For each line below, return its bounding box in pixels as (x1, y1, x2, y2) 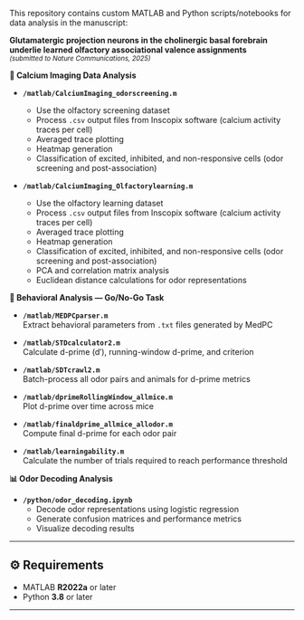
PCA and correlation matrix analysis (35, 265, 170, 275)
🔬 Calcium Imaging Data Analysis (9, 70, 137, 81)
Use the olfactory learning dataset (35, 198, 164, 208)
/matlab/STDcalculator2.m (22, 339, 120, 348)
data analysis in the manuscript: (9, 17, 128, 28)
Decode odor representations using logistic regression (35, 504, 240, 514)
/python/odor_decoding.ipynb (22, 496, 133, 505)
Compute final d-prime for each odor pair (22, 428, 177, 438)
